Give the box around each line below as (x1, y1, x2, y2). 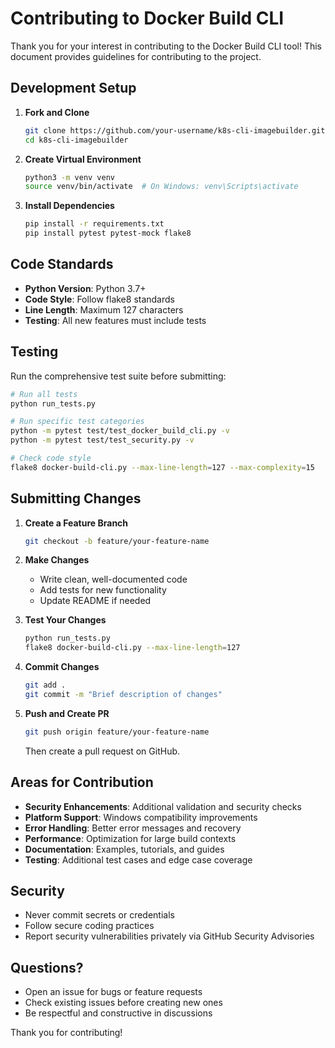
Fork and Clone (24, 106, 90, 118)
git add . (24, 680, 67, 691)
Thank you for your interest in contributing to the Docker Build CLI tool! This (10, 40, 322, 52)
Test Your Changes (24, 614, 107, 626)
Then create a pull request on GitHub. (24, 745, 181, 757)
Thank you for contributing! (10, 1027, 123, 1039)
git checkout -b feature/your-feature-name (24, 536, 210, 546)
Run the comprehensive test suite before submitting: (10, 370, 227, 382)
